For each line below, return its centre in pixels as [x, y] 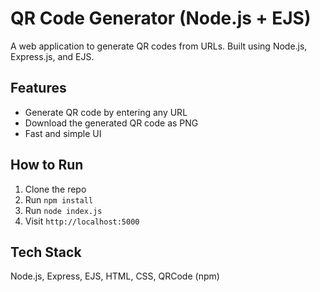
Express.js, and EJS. [52, 56]
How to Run [47, 165]
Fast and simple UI [63, 133]
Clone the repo [55, 189]
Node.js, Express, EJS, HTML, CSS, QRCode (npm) [115, 276]
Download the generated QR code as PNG [111, 123]
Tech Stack [46, 252]
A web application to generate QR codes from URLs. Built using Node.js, [159, 46]
